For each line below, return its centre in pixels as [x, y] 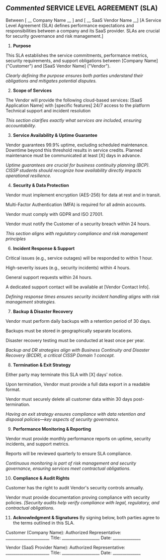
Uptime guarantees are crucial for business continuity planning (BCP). [78, 165]
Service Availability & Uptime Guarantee [55, 135]
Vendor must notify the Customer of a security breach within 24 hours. [78, 224]
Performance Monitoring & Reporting [52, 429]
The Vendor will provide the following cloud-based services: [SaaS [74, 100]
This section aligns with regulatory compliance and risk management [77, 233]
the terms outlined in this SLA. [44, 523]
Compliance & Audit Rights [41, 478]
